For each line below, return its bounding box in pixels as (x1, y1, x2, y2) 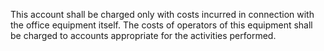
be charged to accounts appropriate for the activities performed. (10, 30, 277, 41)
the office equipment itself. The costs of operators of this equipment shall (10, 19, 313, 31)
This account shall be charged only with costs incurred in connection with (10, 9, 315, 20)
